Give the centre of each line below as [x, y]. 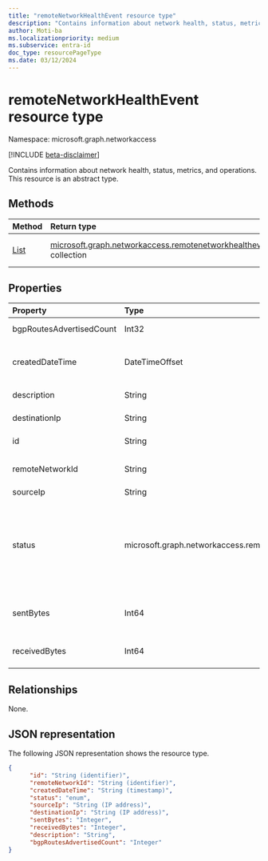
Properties [35, 288]
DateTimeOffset [154, 362]
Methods [31, 204]
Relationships [43, 689]
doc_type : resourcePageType [55, 53]
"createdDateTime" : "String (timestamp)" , [101, 790]
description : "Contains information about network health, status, [123, 23]
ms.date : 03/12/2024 [43, 61]
